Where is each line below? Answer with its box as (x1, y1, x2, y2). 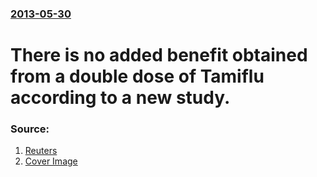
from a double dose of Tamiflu (10, 65, 265, 88)
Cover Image (24, 155, 78, 167)
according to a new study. (10, 87, 231, 109)
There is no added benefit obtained (10, 44, 308, 67)
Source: (10, 122, 50, 136)
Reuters (24, 145, 58, 157)
